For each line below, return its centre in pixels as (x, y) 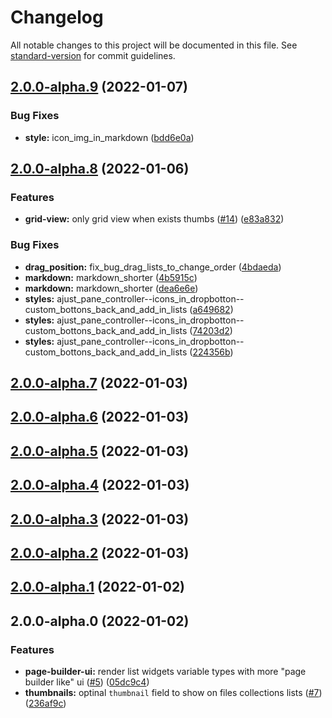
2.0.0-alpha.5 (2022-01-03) (100, 451)
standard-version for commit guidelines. (93, 55)
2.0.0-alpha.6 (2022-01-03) (100, 417)
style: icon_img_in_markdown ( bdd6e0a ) (109, 137)
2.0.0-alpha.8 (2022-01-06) (100, 169)
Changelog (57, 17)
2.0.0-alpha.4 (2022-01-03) (100, 485)
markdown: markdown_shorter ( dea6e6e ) (111, 288)
